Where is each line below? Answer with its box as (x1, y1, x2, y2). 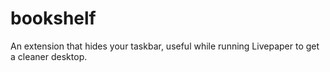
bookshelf (10, 7, 97, 30)
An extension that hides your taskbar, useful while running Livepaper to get (10, 40, 320, 52)
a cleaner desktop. (10, 50, 88, 62)
